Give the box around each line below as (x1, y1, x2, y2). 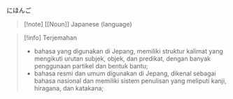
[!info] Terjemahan (23, 33, 78, 42)
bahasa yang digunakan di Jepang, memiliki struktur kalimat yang (34, 47, 223, 55)
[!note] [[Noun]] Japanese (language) (23, 20, 132, 28)
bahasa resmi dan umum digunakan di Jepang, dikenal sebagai (34, 69, 216, 77)
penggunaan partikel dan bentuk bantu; (34, 62, 148, 70)
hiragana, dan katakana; (34, 84, 104, 92)
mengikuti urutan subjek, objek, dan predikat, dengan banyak (34, 54, 211, 63)
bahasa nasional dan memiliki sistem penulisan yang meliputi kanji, (34, 77, 227, 85)
